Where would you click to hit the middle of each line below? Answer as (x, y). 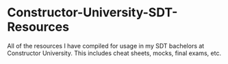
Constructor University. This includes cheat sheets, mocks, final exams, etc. (114, 53)
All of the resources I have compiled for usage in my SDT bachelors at (106, 46)
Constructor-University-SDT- (92, 13)
